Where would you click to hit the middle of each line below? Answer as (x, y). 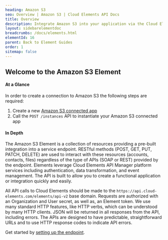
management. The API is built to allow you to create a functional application (83, 176)
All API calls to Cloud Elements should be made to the (60, 191)
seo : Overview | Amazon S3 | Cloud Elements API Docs (62, 14)
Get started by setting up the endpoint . (45, 232)
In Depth (14, 132)
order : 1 (14, 47)
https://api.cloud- (137, 191)
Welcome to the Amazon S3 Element (63, 72)
